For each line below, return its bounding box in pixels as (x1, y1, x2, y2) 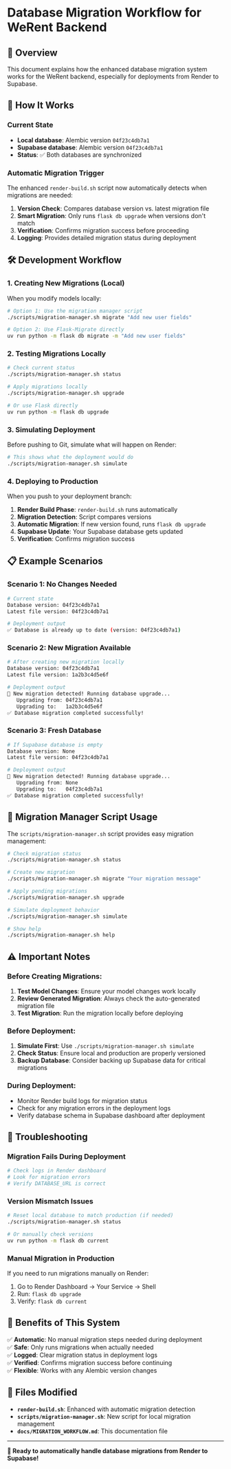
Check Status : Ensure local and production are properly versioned (16, 1049, 206, 1058)
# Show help (7, 925, 41, 932)
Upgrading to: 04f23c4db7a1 (16, 786, 103, 793)
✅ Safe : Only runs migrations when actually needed (7, 1343, 154, 1351)
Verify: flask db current (16, 1297, 87, 1305)
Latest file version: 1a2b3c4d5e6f (7, 672, 109, 678)
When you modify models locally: (7, 294, 102, 302)
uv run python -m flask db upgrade (7, 408, 109, 416)
